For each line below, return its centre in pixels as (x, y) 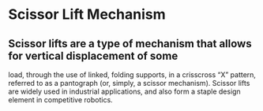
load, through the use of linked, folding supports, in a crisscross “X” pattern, (132, 75)
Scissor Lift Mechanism (87, 15)
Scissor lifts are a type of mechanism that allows (130, 44)
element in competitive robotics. (60, 100)
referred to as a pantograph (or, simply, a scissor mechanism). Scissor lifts (129, 83)
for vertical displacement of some (93, 55)
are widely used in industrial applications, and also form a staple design (124, 91)
